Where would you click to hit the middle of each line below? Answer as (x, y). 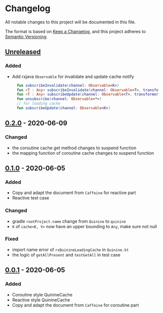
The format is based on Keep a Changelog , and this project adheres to (75, 31)
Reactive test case (31, 198)
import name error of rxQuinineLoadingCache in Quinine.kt (70, 250)
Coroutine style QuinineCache (42, 294)
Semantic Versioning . (26, 37)
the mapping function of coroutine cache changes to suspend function (83, 153)
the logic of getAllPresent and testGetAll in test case (66, 254)
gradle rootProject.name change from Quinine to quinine (69, 221)
